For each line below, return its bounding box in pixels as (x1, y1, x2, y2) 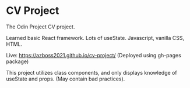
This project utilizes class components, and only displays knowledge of (6, 69, 177, 76)
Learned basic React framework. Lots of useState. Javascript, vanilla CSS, (6, 34, 185, 41)
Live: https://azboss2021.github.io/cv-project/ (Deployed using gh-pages (6, 52, 182, 58)
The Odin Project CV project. (6, 23, 75, 30)
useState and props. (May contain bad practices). (6, 75, 125, 82)
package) (6, 58, 29, 65)
